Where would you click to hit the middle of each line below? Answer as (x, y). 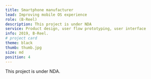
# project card (21, 38)
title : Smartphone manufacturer (39, 10)
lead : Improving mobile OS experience (46, 15)
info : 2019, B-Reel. (27, 33)
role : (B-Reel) (21, 19)
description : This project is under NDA (49, 24)
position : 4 (18, 57)
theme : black (19, 43)
